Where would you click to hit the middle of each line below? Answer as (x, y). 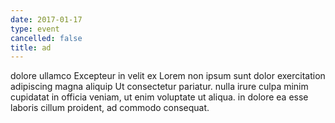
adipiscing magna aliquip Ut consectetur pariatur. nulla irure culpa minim (159, 87)
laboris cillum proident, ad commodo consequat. (110, 108)
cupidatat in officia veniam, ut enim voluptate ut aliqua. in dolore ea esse (159, 97)
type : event (35, 29)
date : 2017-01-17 (46, 19)
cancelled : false (46, 38)
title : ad (31, 47)
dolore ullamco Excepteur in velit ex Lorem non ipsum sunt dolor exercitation (168, 76)
